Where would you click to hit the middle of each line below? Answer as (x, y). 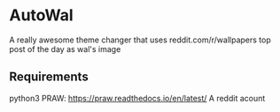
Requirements (49, 77)
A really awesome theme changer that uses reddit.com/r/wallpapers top (140, 40)
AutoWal (41, 15)
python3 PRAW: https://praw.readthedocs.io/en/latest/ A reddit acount (137, 98)
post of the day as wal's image (65, 49)
